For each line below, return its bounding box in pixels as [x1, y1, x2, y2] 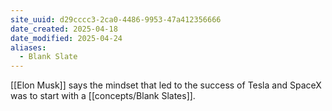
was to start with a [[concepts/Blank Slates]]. [10, 90, 196, 102]
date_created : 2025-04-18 [10, 24, 118, 34]
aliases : [10, 42, 47, 53]
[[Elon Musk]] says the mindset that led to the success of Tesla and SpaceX [10, 79, 322, 91]
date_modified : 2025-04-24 [10, 33, 123, 43]
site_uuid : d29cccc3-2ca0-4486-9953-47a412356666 [10, 14, 222, 25]
